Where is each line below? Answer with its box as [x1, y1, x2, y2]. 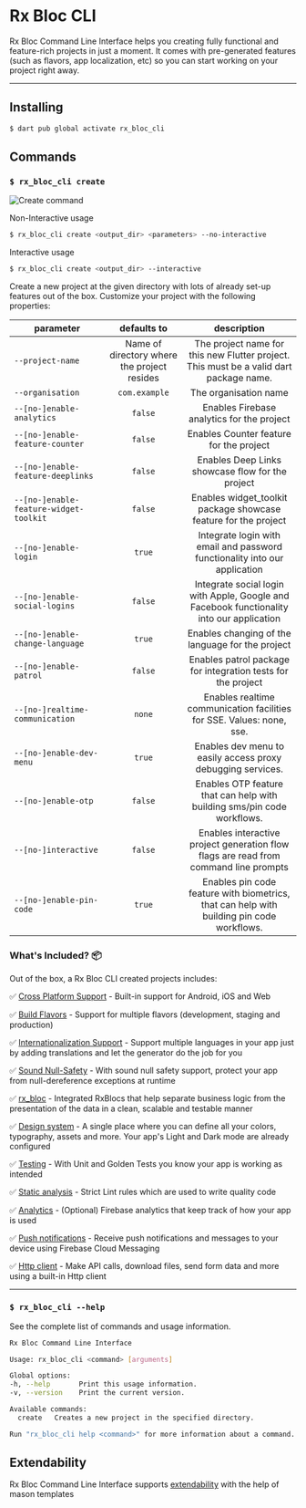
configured [9, 1141, 51, 1152]
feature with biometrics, [188, 887, 291, 900]
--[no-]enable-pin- [14, 895, 98, 906]
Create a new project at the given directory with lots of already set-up [9, 281, 271, 292]
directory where [108, 348, 178, 361]
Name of [125, 338, 162, 350]
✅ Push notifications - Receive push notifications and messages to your [9, 1232, 280, 1243]
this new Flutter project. [189, 348, 291, 361]
